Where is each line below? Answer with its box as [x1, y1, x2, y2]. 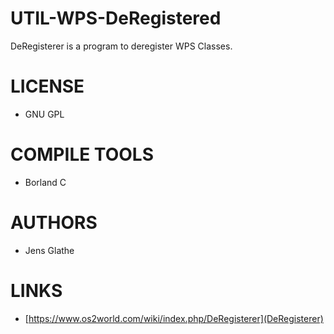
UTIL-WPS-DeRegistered [10, 7, 222, 30]
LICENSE [10, 75, 85, 98]
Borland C [24, 176, 67, 188]
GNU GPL [24, 108, 65, 120]
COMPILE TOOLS [10, 143, 154, 166]
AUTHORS [10, 212, 98, 234]
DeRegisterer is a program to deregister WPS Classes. [10, 40, 233, 52]
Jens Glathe [24, 244, 75, 256]
